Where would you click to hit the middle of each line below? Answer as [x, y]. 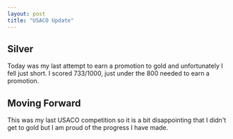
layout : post [26, 14]
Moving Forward [44, 103]
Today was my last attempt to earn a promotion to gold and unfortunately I [115, 66]
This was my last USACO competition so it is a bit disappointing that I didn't [117, 120]
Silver [20, 49]
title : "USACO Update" [41, 20]
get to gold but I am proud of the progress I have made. [88, 128]
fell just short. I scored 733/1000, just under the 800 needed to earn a [108, 73]
